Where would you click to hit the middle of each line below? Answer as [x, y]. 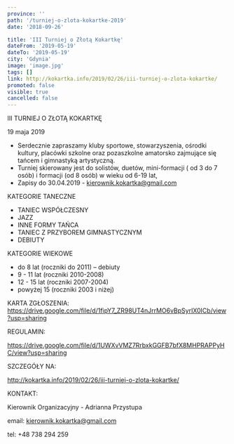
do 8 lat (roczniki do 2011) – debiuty [69, 267]
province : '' [26, 14]
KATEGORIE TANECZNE [42, 197]
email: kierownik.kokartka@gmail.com [62, 421]
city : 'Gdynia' [29, 59]
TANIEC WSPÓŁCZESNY [53, 210]
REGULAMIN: [26, 332]
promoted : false [31, 85]
